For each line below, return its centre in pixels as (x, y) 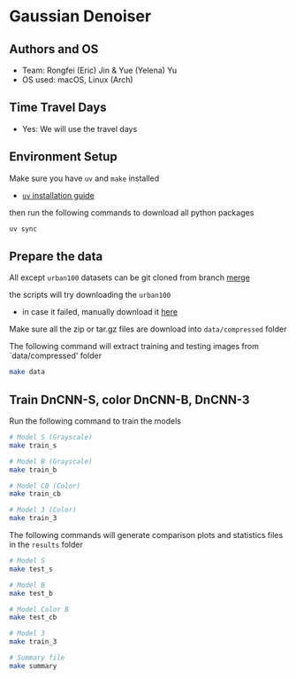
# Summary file (37, 658)
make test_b (31, 593)
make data (27, 372)
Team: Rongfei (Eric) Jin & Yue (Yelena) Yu (99, 70)
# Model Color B (39, 609)
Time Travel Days (58, 108)
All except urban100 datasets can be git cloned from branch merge (129, 277)
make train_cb (35, 494)
